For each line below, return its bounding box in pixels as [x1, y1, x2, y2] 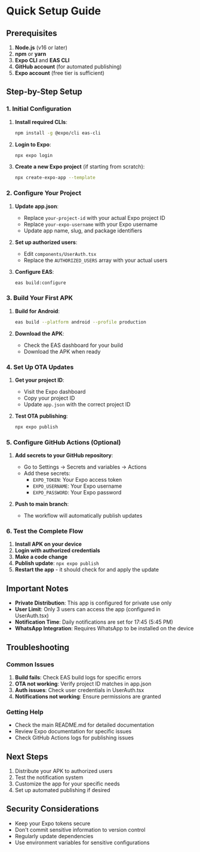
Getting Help [6, 708, 44, 716]
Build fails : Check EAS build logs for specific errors [14, 673, 141, 681]
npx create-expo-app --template [14, 175, 96, 181]
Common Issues [6, 660, 55, 669]
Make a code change [14, 553, 68, 561]
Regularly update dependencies [14, 832, 94, 839]
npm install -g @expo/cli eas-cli [14, 130, 101, 136]
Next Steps [6, 751, 48, 762]
